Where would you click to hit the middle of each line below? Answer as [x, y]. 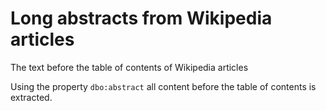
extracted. [31, 97]
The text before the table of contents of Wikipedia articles [129, 67]
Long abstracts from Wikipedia [141, 18]
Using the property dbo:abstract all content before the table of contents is [163, 86]
